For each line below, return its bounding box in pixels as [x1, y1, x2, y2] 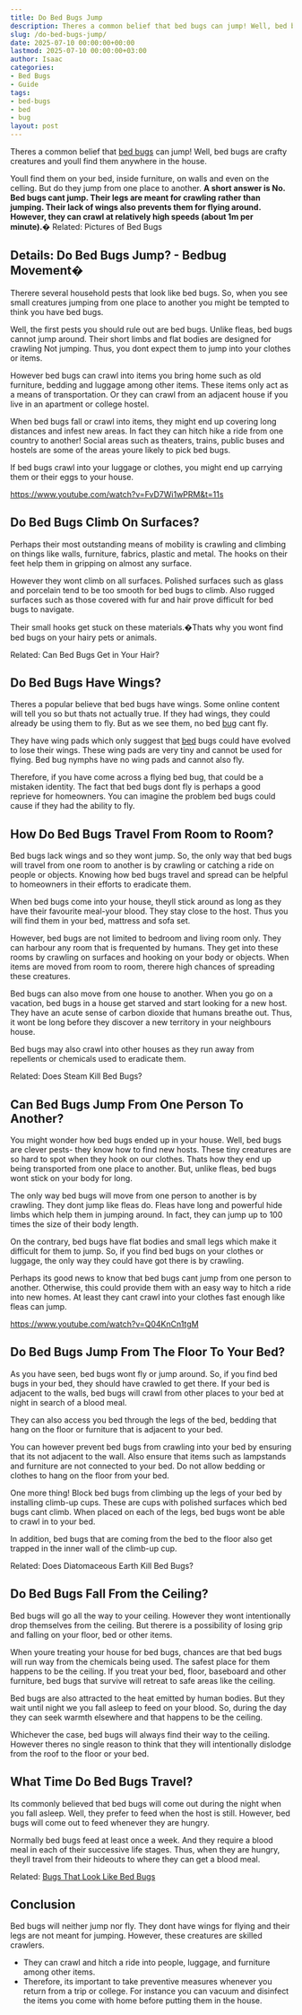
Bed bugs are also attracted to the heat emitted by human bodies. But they [10, 1693, 286, 1704]
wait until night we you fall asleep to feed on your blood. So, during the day [10, 1702, 288, 1713]
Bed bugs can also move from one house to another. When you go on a [10, 988, 273, 999]
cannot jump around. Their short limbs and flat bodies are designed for [10, 333, 272, 344]
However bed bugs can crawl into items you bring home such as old [10, 370, 262, 381]
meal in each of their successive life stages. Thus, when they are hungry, [10, 1844, 280, 1854]
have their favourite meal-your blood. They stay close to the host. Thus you [10, 906, 289, 916]
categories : [10, 64, 55, 73]
